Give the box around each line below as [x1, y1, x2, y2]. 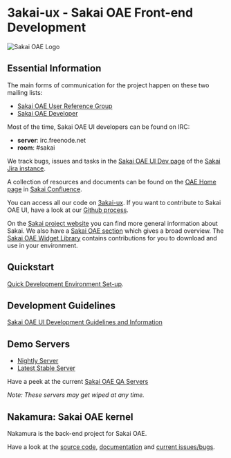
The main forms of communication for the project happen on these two [7, 81, 210, 89]
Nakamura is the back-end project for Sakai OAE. [7, 430, 147, 437]
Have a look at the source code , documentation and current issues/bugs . [7, 443, 216, 451]
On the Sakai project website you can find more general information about [7, 219, 218, 227]
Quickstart [7, 261, 55, 273]
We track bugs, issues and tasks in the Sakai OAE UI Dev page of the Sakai [7, 157, 221, 165]
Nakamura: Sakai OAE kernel [7, 411, 133, 423]
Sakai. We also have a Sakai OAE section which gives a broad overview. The [7, 227, 224, 235]
